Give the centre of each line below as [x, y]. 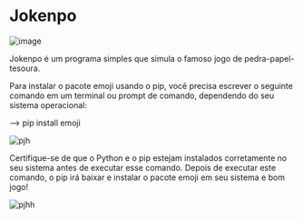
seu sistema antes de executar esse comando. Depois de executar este [143, 167]
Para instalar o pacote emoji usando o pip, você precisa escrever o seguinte [151, 85]
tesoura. [25, 68]
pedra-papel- [269, 58]
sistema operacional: [49, 105]
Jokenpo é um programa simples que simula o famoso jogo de [126, 58]
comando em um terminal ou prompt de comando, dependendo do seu [142, 95]
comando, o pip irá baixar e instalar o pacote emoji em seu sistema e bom [147, 177]
